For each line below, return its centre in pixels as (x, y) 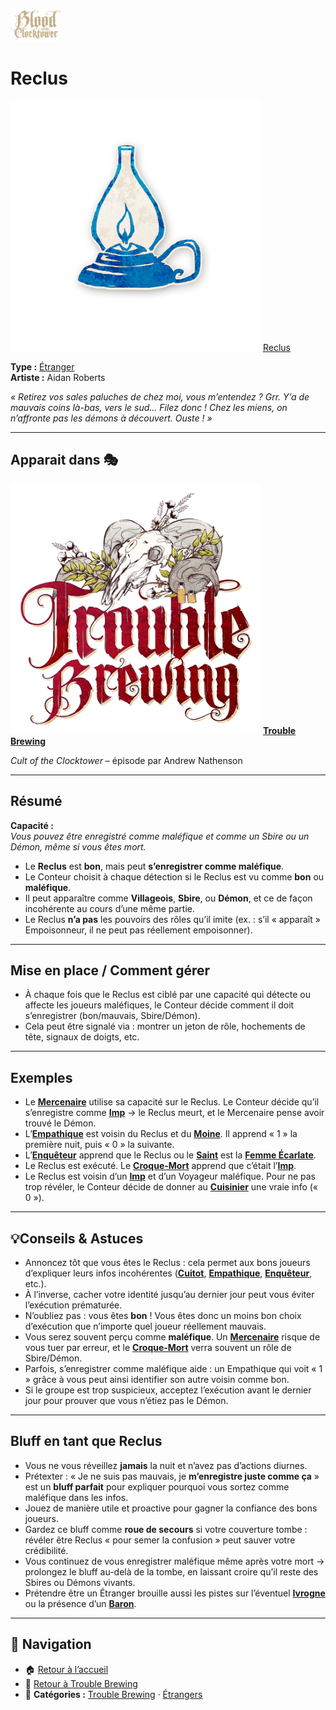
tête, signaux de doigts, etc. (82, 1037)
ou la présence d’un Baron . (80, 1603)
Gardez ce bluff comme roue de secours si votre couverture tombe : (166, 1529)
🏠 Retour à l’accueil (66, 1669)
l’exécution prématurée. (73, 1305)
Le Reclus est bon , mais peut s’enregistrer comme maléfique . (154, 866)
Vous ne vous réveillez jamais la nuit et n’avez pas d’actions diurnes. (166, 1465)
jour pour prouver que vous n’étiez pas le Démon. (126, 1400)
